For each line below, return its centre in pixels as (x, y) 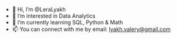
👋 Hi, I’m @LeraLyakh (39, 9)
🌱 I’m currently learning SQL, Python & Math (67, 22)
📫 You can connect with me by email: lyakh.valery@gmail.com (91, 29)
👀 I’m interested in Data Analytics (54, 16)
